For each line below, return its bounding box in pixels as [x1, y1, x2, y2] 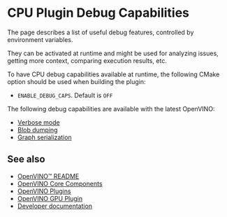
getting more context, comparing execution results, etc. [7, 56, 168, 64]
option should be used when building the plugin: [7, 77, 146, 85]
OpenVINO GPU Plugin [17, 194, 83, 202]
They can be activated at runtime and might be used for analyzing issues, [7, 49, 219, 57]
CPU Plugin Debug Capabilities [7, 5, 190, 21]
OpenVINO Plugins [17, 187, 71, 195]
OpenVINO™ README [17, 171, 80, 180]
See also [7, 153, 45, 165]
